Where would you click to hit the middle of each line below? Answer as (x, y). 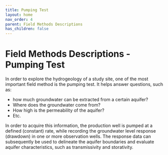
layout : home (19, 15)
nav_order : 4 (19, 19)
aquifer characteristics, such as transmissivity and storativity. (69, 147)
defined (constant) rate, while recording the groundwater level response (81, 131)
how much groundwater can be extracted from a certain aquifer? (80, 100)
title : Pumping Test (27, 10)
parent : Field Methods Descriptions (44, 24)
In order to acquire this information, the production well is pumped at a (79, 126)
